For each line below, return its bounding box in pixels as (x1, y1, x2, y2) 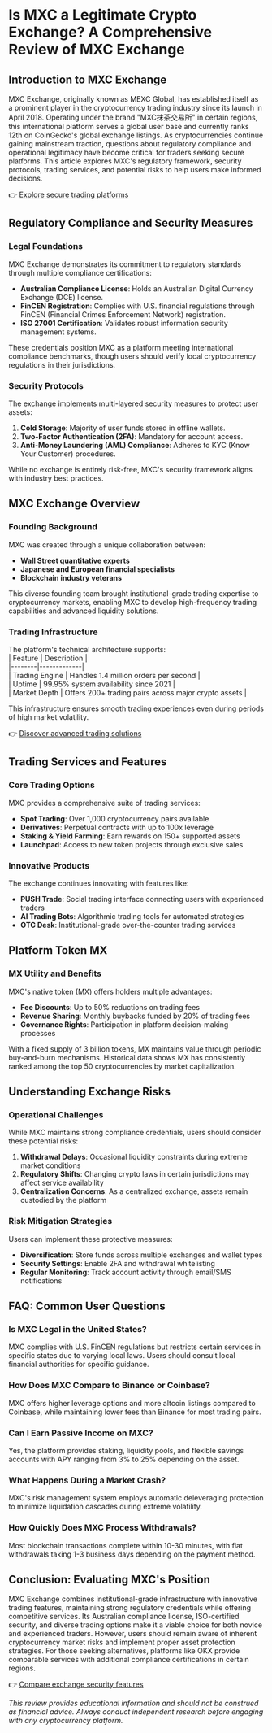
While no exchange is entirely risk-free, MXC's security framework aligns (8, 464, 253, 474)
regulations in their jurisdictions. (8, 359, 116, 369)
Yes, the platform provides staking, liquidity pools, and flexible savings (8, 1445, 244, 1455)
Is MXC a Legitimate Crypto (8, 6, 197, 24)
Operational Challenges (8, 1108, 104, 1120)
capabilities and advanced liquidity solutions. (8, 606, 159, 616)
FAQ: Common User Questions (8, 1300, 166, 1313)
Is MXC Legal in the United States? (8, 1323, 148, 1335)
